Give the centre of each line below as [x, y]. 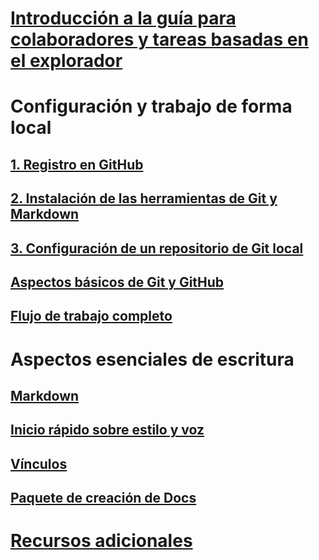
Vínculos [39, 463]
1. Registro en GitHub [77, 164]
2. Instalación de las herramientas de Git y [144, 198]
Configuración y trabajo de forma [151, 106]
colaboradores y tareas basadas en [159, 39]
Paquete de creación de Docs [103, 498]
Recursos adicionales [101, 541]
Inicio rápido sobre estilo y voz [107, 430]
